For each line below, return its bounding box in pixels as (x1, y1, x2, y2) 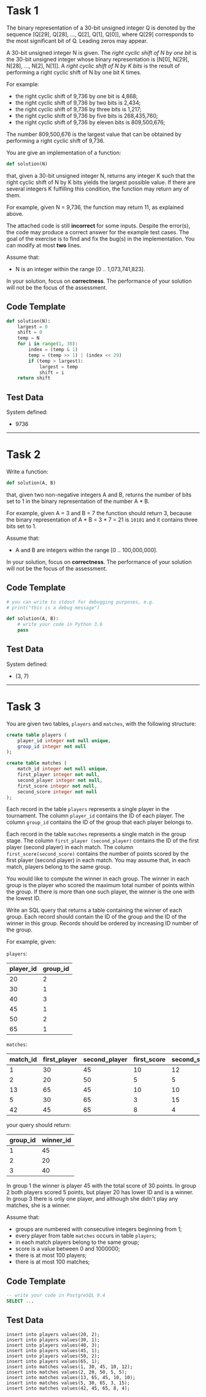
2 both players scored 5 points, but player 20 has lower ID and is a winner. (6, 1189, 194, 1196)
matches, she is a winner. (6, 1201, 71, 1209)
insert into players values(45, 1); (6, 1347, 100, 1353)
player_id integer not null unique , (17, 737, 112, 744)
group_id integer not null (17, 743, 86, 750)
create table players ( (6, 732, 67, 738)
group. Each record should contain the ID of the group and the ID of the (6, 913, 187, 920)
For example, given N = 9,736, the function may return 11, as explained (6, 204, 184, 211)
